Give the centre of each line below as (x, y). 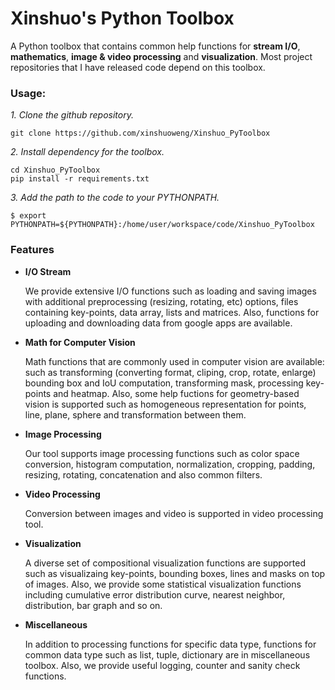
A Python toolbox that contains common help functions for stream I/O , (155, 46)
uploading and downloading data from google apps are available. (158, 323)
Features (32, 250)
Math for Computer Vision (80, 342)
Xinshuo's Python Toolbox (122, 18)
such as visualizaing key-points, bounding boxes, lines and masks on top (175, 573)
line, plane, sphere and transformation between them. (135, 414)
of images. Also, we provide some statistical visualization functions (163, 584)
